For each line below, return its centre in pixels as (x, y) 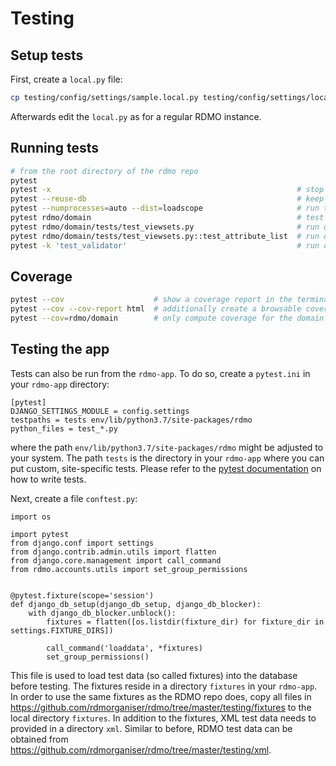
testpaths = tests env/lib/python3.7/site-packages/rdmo (131, 420)
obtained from (39, 739)
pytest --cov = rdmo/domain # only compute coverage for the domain (167, 318)
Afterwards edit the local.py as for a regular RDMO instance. (136, 116)
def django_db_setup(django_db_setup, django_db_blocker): (136, 604)
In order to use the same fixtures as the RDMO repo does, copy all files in (161, 696)
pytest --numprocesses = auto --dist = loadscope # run (165, 208)
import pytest (40, 534)
